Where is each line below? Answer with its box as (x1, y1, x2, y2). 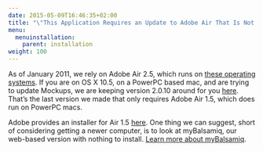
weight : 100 (8, 48, 47, 56)
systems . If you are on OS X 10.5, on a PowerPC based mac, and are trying (8, 77, 250, 87)
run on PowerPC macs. (8, 102, 82, 112)
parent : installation (22, 41, 93, 49)
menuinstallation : (15, 33, 76, 41)
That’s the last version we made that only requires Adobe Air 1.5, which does (8, 95, 255, 103)
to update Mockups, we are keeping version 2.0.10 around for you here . (8, 86, 239, 95)
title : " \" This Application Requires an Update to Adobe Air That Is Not (8, 19, 255, 27)
